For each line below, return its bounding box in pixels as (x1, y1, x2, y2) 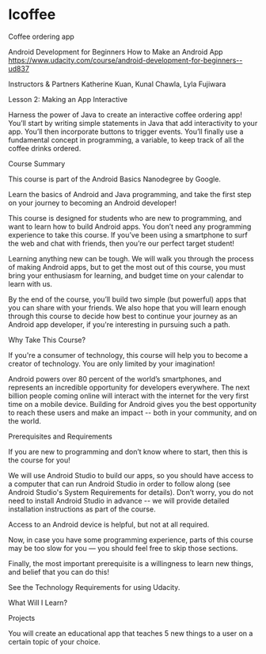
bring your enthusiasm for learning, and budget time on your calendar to (8, 271, 244, 280)
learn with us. (8, 279, 53, 288)
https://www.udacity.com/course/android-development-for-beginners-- (8, 55, 243, 65)
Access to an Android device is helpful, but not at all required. (8, 519, 210, 529)
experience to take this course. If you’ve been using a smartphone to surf (8, 230, 248, 239)
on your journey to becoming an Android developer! (8, 198, 177, 207)
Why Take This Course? (8, 335, 85, 344)
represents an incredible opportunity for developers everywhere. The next (8, 382, 250, 392)
